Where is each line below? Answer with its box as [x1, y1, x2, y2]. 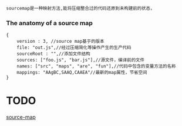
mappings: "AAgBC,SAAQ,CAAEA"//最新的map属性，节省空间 [16, 70, 147, 76]
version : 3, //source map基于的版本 [16, 39, 105, 45]
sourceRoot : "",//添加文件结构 [16, 51, 90, 57]
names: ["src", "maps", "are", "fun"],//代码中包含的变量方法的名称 [16, 63, 176, 69]
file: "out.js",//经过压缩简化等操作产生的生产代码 [16, 45, 132, 51]
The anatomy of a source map [6, 19, 93, 27]
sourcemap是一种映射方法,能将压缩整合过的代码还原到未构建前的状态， [6, 5, 155, 11]
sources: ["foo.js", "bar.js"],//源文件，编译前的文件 [16, 57, 145, 63]
